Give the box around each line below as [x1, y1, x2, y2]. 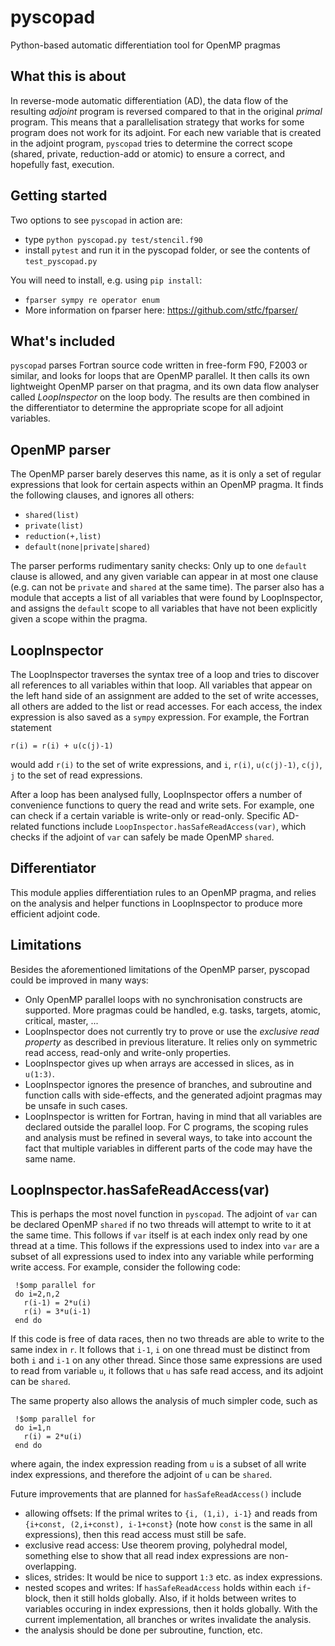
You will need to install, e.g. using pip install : [10, 274, 203, 286]
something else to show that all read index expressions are [24, 1550, 267, 1562]
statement [10, 722, 52, 733]
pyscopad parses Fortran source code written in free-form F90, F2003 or [10, 359, 308, 371]
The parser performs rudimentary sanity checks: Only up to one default [10, 560, 308, 572]
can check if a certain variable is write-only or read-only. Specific [10, 810, 281, 821]
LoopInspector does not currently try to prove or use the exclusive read [24, 1025, 320, 1037]
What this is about [10, 68, 127, 85]
